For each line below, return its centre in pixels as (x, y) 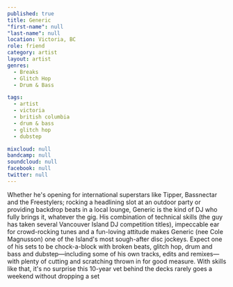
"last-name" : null (34, 33)
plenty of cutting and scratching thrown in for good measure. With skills (123, 261)
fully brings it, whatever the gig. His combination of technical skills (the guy (115, 217)
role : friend (26, 46)
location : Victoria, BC (42, 40)
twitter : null (28, 175)
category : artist (32, 53)
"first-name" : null (35, 26)
